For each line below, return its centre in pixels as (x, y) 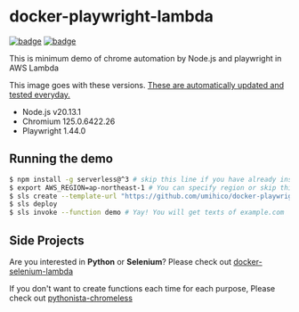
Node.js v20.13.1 (52, 111)
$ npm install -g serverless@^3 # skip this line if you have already (143, 179)
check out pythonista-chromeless (71, 298)
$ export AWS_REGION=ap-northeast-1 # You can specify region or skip (143, 188)
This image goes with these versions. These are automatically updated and (147, 85)
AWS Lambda (34, 68)
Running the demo (61, 159)
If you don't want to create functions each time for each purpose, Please (142, 288)
